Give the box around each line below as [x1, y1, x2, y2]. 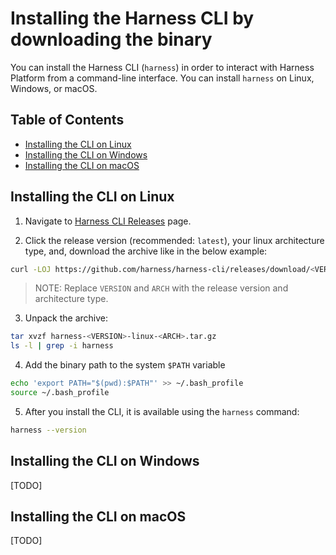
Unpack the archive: [24, 312, 108, 324]
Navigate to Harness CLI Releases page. [24, 215, 192, 227]
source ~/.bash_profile [10, 388, 110, 398]
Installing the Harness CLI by [10, 7, 255, 30]
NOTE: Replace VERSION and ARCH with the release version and [34, 282, 289, 294]
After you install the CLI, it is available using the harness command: [24, 405, 300, 417]
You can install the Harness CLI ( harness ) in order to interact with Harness [10, 61, 315, 73]
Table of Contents [10, 112, 125, 129]
